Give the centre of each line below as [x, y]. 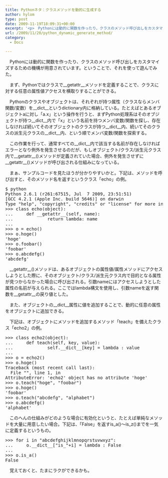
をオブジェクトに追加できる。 [36, 311]
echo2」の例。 [29, 327]
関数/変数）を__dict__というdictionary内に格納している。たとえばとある [79, 107]
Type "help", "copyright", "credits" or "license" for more [80, 204]
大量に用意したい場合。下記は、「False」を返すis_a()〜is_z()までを [82, 424]
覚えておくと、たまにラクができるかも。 [51, 470]
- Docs [16, 42]
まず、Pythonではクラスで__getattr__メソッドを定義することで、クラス [82, 84]
